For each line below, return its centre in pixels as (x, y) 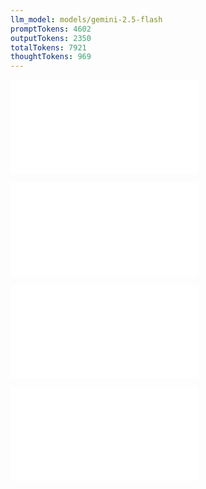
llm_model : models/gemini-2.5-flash (86, 19)
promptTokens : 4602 (51, 29)
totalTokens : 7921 (48, 47)
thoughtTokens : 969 (51, 57)
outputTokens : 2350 (51, 38)
